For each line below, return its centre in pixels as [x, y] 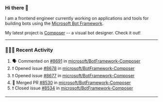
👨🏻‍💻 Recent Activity [29, 50]
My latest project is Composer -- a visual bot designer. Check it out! [73, 33]
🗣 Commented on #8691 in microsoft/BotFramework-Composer [76, 61]
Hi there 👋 [17, 8]
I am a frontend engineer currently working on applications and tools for [77, 18]
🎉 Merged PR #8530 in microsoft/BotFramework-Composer [71, 83]
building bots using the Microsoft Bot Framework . [54, 23]
